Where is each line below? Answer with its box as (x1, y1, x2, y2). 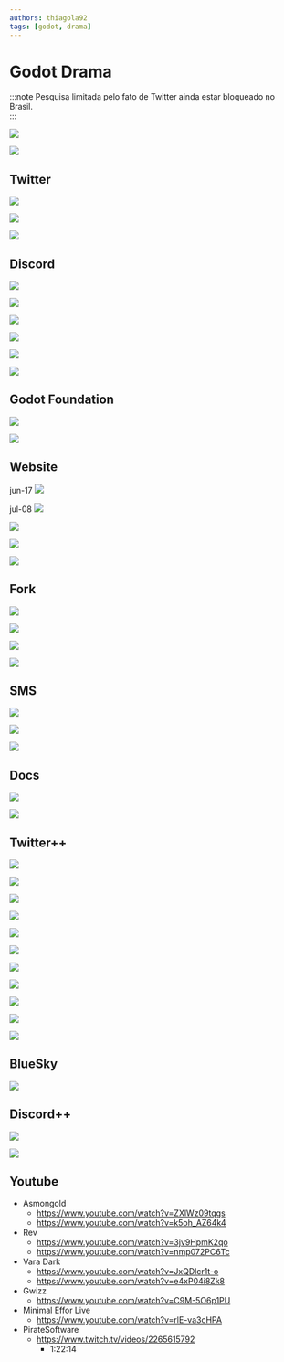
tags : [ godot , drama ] (9, 22, 92, 31)
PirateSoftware (22, 1325, 79, 1335)
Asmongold (22, 1198, 67, 1209)
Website (9, 459, 58, 475)
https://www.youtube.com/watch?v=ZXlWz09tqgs (36, 1208, 226, 1218)
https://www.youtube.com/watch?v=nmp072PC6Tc (36, 1247, 230, 1258)
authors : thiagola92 (9, 13, 89, 23)
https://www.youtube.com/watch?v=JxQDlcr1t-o (36, 1266, 219, 1277)
